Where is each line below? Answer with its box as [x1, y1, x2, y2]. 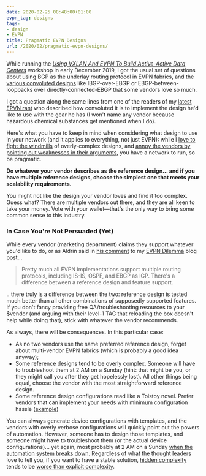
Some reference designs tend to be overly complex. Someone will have [15, 360, 196, 368]
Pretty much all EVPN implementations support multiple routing [21, 266, 181, 273]
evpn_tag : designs [6, 15, 53, 21]
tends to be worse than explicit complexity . [6, 463, 115, 470]
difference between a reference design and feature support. [21, 279, 174, 286]
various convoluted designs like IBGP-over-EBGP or [6, 79, 137, 86]
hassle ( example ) [15, 406, 59, 413]
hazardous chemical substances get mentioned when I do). [6, 117, 156, 124]
